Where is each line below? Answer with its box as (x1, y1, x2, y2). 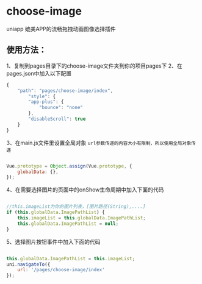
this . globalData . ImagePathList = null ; (17, 221, 119, 227)
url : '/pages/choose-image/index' (17, 267, 105, 273)
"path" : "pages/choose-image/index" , (17, 87, 114, 94)
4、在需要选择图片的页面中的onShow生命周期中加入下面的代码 (6, 186, 164, 193)
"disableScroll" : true (28, 116, 86, 122)
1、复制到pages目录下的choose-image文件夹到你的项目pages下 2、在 (6, 62, 182, 69)
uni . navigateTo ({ (6, 261, 51, 268)
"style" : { (28, 93, 56, 99)
